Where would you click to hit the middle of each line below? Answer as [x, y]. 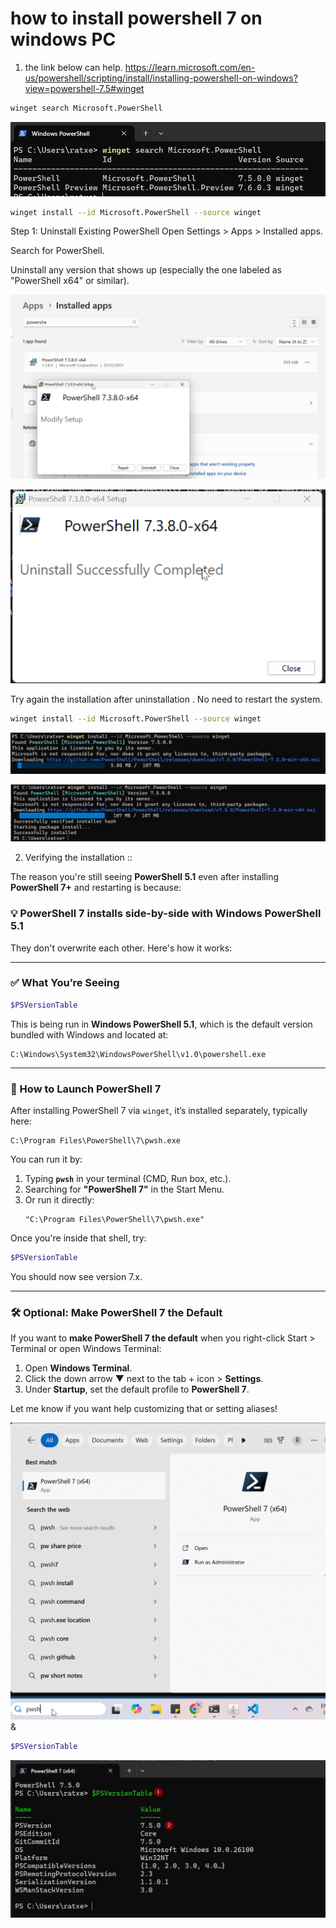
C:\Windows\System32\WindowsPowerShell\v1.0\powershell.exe [138, 1054]
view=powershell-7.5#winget [84, 88]
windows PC [63, 39]
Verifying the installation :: [78, 858]
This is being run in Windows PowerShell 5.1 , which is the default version [161, 1024]
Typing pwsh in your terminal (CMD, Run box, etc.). [128, 1179]
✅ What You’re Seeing [65, 983]
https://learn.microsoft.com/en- [190, 67]
